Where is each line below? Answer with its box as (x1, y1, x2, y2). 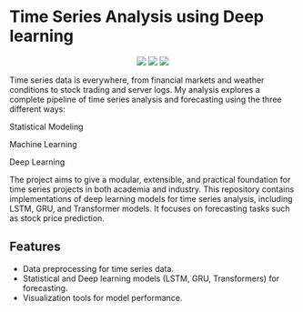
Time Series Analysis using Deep (9, 6, 264, 27)
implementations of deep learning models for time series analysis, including (9, 193, 293, 204)
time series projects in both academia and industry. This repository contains (9, 184, 295, 195)
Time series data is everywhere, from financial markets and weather (9, 75, 265, 86)
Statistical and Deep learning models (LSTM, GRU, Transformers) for (22, 273, 280, 284)
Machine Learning (9, 138, 77, 149)
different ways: (9, 103, 66, 115)
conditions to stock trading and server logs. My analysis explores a (9, 84, 261, 95)
